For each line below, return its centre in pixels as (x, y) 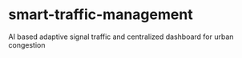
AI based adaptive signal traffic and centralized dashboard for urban (121, 37)
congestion (27, 44)
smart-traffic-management (101, 15)
